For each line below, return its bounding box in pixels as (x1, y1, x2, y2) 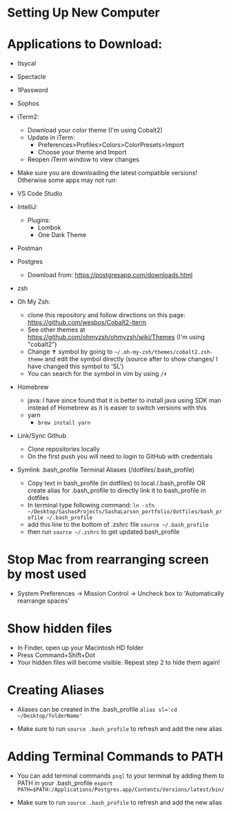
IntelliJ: (17, 203, 38, 211)
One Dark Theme (37, 231, 87, 239)
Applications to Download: (7, 37, 163, 52)
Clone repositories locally (27, 445, 100, 453)
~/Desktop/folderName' (17, 712, 83, 719)
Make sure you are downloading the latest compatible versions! (17, 169, 198, 177)
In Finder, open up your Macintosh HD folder (17, 643, 144, 652)
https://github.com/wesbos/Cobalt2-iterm (27, 319, 147, 327)
